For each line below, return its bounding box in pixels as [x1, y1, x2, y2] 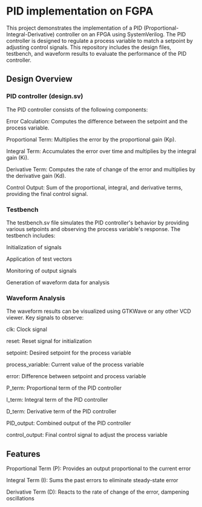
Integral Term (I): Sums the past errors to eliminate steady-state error [6, 477, 178, 484]
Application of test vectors [6, 255, 73, 263]
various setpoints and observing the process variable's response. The [6, 225, 181, 232]
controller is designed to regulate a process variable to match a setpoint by [6, 37, 194, 44]
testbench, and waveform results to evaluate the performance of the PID [6, 50, 187, 57]
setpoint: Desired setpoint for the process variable [6, 349, 132, 356]
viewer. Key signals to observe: [6, 314, 84, 321]
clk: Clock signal [6, 325, 47, 333]
